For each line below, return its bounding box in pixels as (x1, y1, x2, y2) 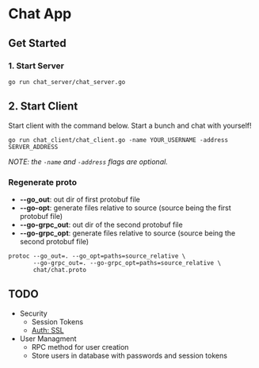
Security (19, 309, 48, 318)
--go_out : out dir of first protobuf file (19, 194, 140, 204)
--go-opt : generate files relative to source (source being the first (19, 203, 231, 213)
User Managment (19, 334, 77, 343)
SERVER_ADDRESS (8, 143, 59, 151)
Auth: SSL (31, 325, 65, 335)
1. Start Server (8, 60, 65, 71)
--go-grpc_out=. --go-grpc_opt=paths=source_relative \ (32, 259, 222, 266)
